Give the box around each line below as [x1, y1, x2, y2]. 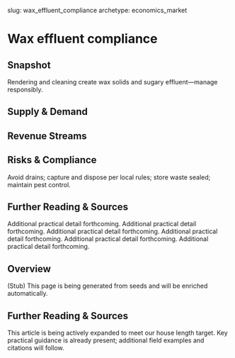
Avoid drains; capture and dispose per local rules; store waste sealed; [7, 173, 211, 181]
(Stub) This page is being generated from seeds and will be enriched [7, 281, 208, 290]
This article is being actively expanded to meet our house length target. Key [7, 329, 228, 337]
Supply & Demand [7, 106, 88, 118]
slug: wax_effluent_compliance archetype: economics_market [7, 6, 188, 14]
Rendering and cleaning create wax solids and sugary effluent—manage [7, 78, 218, 86]
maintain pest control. [7, 180, 71, 189]
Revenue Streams [7, 130, 87, 142]
